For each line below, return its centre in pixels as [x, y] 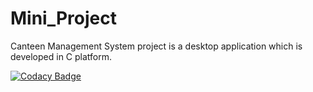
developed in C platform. [61, 56]
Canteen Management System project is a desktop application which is [156, 46]
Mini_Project [63, 18]
